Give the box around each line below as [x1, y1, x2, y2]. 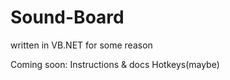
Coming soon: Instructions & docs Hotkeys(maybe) [10, 58, 220, 70]
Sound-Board [10, 6, 125, 29]
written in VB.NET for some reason [10, 39, 153, 51]
